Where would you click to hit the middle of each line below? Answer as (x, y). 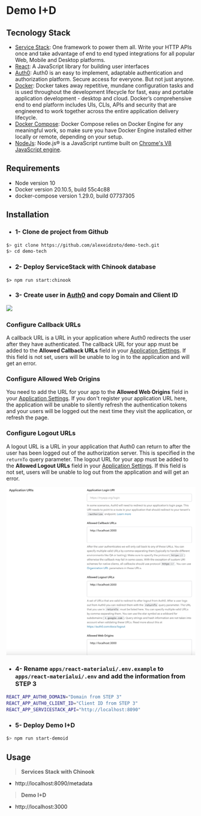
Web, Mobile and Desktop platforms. (60, 60)
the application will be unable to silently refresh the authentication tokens (97, 405)
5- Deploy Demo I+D (45, 725)
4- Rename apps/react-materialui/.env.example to (89, 669)
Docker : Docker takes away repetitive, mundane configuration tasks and (104, 86)
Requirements (33, 168)
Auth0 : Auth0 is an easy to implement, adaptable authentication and (99, 73)
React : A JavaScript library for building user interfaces (82, 66)
